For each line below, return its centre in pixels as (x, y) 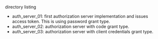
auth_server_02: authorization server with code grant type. (71, 26)
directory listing (21, 7)
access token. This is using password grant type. (61, 21)
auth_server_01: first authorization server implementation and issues (80, 16)
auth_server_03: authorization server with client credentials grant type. (83, 32)
